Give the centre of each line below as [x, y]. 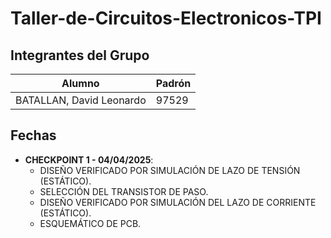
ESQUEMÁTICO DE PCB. [90, 223]
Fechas [33, 135]
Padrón [173, 83]
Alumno [80, 83]
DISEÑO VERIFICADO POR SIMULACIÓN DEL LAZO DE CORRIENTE [178, 202]
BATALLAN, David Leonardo [81, 100]
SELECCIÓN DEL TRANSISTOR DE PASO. [124, 191]
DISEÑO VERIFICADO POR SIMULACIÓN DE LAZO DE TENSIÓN [170, 170]
